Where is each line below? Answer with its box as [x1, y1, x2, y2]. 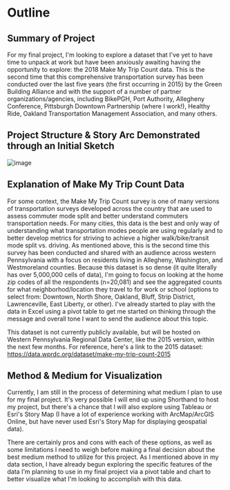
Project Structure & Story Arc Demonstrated [7, 129, 200, 141]
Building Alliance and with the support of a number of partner [7, 88, 182, 95]
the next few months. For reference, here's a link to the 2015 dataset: [7, 342, 204, 350]
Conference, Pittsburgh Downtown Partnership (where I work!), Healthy [7, 102, 211, 110]
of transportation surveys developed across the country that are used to [7, 204, 213, 212]
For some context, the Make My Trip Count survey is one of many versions [7, 197, 220, 205]
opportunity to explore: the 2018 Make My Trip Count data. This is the [7, 66, 205, 73]
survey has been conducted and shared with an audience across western [7, 248, 216, 256]
